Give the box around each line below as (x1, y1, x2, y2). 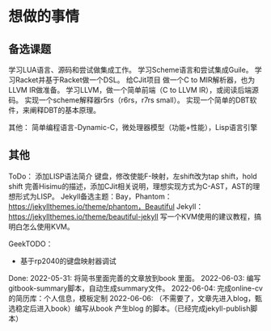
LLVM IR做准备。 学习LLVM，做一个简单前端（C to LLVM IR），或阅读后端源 (8, 86, 259, 94)
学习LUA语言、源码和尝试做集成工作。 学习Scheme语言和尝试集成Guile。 (8, 65, 253, 74)
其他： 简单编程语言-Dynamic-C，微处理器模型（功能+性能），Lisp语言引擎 (8, 123, 258, 132)
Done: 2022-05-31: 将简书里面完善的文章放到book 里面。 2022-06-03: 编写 (8, 273, 261, 283)
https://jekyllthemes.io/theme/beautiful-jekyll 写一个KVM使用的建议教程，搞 (8, 212, 261, 221)
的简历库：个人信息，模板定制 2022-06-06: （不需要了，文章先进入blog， (8, 293, 256, 303)
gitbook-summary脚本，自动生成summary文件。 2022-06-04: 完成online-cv (8, 283, 263, 293)
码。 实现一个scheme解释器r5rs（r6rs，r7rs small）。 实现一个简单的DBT (8, 95, 250, 105)
